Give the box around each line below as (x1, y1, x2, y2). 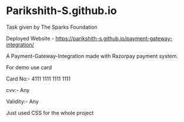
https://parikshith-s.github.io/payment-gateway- (55, 35, 173, 42)
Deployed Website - (6, 35, 55, 42)
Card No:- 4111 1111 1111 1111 (6, 75, 71, 82)
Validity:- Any (6, 98, 39, 105)
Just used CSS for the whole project (6, 109, 94, 116)
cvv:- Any (6, 86, 30, 93)
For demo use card (6, 63, 52, 71)
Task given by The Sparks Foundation (6, 23, 98, 30)
